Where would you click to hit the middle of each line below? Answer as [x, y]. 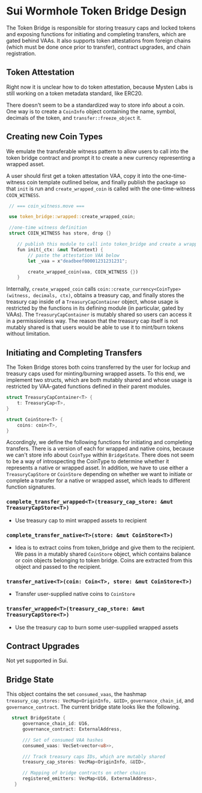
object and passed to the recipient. [58, 566]
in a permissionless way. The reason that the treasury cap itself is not [92, 321]
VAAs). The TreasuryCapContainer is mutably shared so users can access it [99, 315]
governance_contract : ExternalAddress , [72, 729]
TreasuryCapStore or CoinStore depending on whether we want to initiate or [99, 474]
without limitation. [28, 334]
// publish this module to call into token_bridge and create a [99, 244]
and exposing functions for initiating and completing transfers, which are [96, 34]
